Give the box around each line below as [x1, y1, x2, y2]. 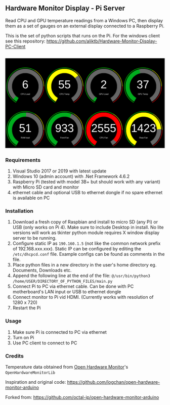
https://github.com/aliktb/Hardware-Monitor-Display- [46, 38, 157, 44]
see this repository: [5, 38, 46, 44]
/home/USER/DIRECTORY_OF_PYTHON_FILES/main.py [12, 279, 113, 284]
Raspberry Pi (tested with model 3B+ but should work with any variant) [12, 179, 160, 185]
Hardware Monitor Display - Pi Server [5, 4, 125, 13]
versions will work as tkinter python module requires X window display [12, 230, 160, 236]
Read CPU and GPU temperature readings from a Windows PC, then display [5, 17, 163, 23]
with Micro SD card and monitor [12, 184, 79, 190]
